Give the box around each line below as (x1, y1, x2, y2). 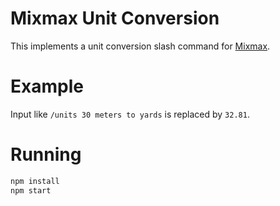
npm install (10, 176, 60, 186)
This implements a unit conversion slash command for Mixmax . (10, 40, 271, 52)
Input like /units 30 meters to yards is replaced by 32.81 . (10, 108, 250, 120)
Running (10, 143, 82, 166)
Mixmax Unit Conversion (10, 7, 220, 30)
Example (10, 75, 84, 98)
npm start (10, 185, 52, 196)
